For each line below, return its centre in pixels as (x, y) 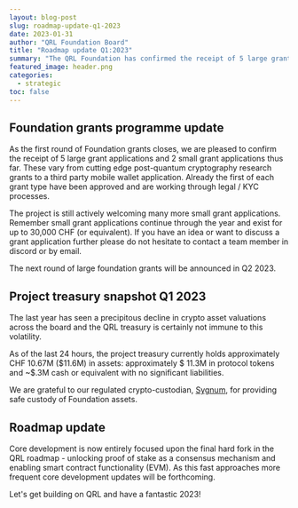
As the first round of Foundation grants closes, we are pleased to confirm (143, 149)
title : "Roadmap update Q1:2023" (71, 51)
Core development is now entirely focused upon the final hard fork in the (142, 448)
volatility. (26, 337)
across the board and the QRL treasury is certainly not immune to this (136, 327)
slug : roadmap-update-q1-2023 (65, 26)
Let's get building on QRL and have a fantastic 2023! (105, 494)
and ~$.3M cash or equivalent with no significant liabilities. (117, 373)
